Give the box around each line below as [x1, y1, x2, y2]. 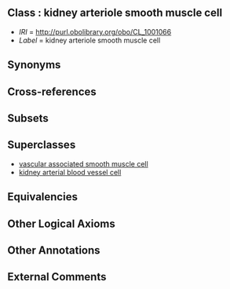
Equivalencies [7, 190, 78, 203]
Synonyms [7, 58, 61, 71]
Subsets [7, 112, 49, 125]
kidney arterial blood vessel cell [18, 167, 122, 177]
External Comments [7, 270, 107, 284]
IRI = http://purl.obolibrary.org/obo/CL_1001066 [18, 27, 172, 36]
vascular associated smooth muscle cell [18, 159, 148, 168]
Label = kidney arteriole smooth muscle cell [18, 35, 161, 45]
